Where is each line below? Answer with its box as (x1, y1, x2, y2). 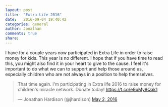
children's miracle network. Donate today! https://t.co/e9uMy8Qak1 (17, 86, 158, 92)
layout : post (5, 7, 33, 13)
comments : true (5, 31, 37, 36)
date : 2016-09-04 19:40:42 (5, 17, 67, 22)
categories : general (5, 21, 49, 27)
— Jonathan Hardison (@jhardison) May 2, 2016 (17, 96, 118, 102)
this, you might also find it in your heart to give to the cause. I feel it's (5, 60, 149, 66)
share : (5, 36, 19, 41)
